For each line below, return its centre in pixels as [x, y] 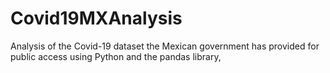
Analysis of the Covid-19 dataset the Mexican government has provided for [165, 46]
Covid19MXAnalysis [96, 18]
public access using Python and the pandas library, [116, 56]
